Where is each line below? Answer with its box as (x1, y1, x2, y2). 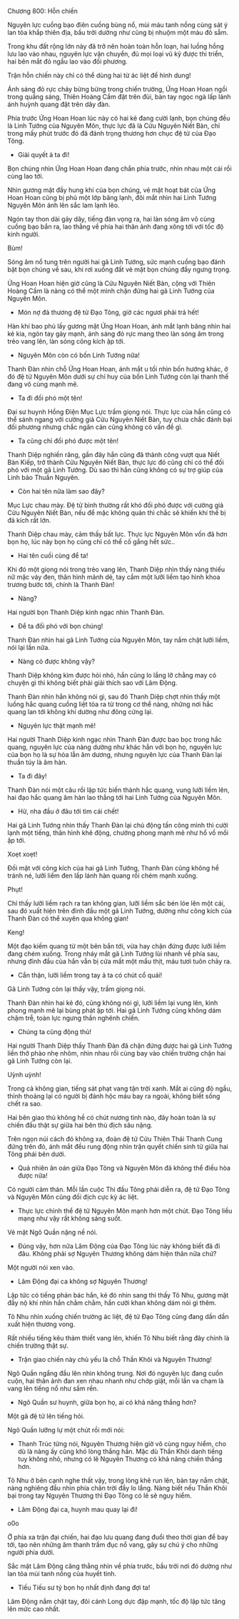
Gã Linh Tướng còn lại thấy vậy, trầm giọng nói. (7, 985, 146, 993)
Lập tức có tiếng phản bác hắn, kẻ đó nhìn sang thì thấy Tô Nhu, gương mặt (7, 1291, 229, 1299)
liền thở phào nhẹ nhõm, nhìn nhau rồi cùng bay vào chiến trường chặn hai (7, 1049, 226, 1057)
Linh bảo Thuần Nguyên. (7, 473, 80, 481)
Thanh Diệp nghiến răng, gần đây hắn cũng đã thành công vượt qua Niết (7, 451, 220, 458)
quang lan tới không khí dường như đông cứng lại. (7, 708, 153, 716)
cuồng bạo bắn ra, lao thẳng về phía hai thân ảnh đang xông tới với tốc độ (7, 222, 224, 231)
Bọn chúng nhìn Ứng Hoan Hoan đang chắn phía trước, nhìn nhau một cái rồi (7, 164, 232, 173)
